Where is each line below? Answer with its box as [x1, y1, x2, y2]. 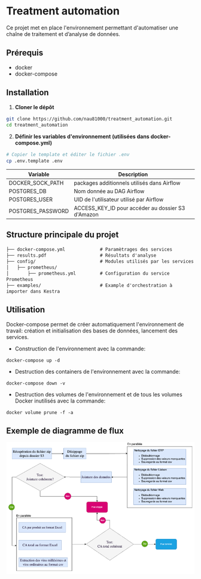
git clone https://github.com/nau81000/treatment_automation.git [6, 116, 172, 122]
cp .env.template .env [6, 158, 63, 164]
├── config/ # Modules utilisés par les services [6, 258, 194, 265]
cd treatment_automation [6, 122, 68, 128]
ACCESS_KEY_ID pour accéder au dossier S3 [74, 204, 185, 211]
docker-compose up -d [6, 357, 60, 364]
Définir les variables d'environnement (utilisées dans [14, 133, 150, 140]
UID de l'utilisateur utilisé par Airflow [74, 196, 164, 203]
